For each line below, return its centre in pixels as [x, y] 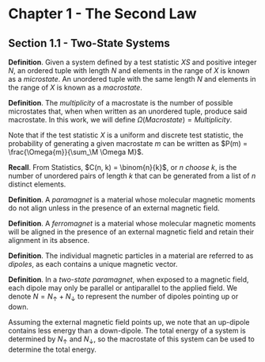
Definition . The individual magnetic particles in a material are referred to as [131, 256]
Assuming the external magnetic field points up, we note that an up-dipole [129, 322]
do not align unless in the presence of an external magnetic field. [114, 208]
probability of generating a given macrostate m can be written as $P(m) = [128, 143]
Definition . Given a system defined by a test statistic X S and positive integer [132, 62]
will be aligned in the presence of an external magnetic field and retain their [131, 232]
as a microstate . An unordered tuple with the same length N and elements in [132, 79]
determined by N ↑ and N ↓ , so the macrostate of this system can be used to [131, 340]
